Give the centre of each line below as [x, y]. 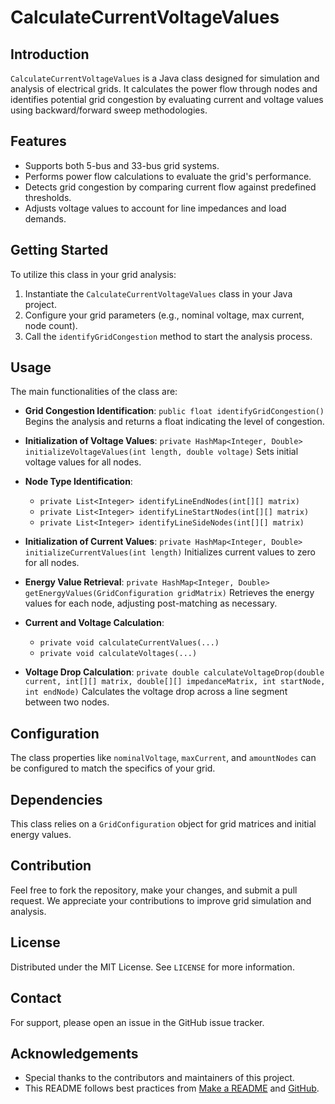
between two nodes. [67, 702]
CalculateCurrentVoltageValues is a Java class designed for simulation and [165, 78]
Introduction [50, 54]
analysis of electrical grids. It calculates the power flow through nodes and [164, 89]
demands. [45, 218]
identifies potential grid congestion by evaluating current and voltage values [167, 99]
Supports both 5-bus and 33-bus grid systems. [122, 165]
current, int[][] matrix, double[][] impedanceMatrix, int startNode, [175, 682]
